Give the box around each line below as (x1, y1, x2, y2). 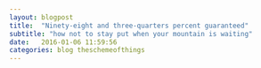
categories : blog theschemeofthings (9, 46, 145, 55)
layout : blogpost (9, 12, 74, 22)
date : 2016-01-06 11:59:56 (9, 37, 118, 47)
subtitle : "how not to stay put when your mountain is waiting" (9, 29, 253, 38)
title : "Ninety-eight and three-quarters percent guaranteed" (9, 21, 249, 30)
